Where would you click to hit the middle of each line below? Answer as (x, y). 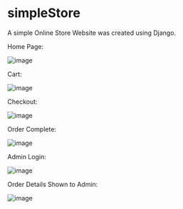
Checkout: (22, 102)
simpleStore (44, 13)
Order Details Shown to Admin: (53, 184)
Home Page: (26, 46)
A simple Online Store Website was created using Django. (92, 33)
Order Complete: (32, 129)
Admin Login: (27, 156)
